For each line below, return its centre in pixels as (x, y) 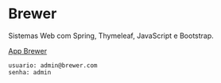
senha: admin (30, 72)
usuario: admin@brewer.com (53, 65)
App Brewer (28, 51)
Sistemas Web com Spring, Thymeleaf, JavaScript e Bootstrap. (111, 36)
